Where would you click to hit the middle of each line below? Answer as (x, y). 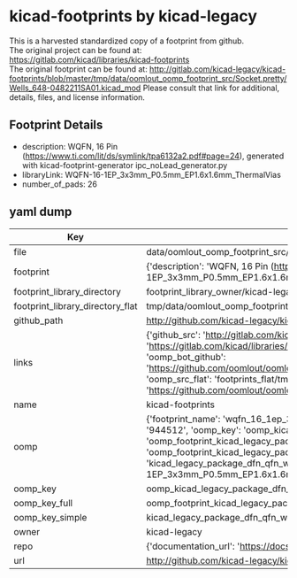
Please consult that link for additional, (211, 88)
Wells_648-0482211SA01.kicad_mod (75, 88)
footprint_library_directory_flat (76, 305)
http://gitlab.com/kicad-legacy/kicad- (217, 69)
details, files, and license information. (77, 97)
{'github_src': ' (175, 335)
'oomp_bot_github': (186, 357)
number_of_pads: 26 (59, 184)
